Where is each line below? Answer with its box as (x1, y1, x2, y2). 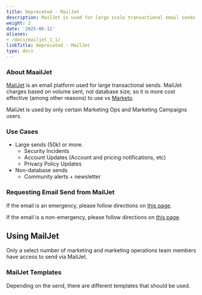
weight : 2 (6, 20, 31, 26)
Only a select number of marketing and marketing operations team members (6, 247, 197, 254)
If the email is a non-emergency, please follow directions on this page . (6, 213, 181, 220)
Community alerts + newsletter (24, 173, 101, 181)
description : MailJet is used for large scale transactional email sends (6, 14, 196, 20)
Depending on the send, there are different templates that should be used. (6, 282, 191, 289)
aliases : (6, 31, 28, 37)
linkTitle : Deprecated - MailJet (6, 43, 90, 49)
